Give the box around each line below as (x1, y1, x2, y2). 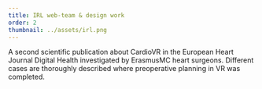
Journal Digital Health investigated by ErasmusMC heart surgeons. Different (8, 55, 254, 65)
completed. (8, 72, 45, 82)
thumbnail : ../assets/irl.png (8, 26, 108, 34)
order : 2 (8, 19, 37, 27)
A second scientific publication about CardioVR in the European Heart (8, 48, 234, 57)
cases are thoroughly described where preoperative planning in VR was (8, 64, 241, 73)
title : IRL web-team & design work (8, 11, 125, 20)
